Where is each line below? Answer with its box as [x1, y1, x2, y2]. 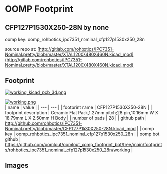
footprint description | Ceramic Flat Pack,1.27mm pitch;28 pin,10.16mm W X [5, 109, 158, 115]
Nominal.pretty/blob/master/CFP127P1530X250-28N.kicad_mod [5, 125, 136, 131]
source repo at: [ [5, 46, 39, 52]
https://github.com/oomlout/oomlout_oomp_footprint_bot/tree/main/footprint [5, 141, 162, 147]
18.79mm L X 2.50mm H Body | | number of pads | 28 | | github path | [5, 115, 147, 121]
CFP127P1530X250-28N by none [5, 23, 109, 32]
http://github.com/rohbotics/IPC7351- [5, 120, 82, 126]
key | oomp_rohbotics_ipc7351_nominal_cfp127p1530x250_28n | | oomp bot [5, 131, 160, 137]
